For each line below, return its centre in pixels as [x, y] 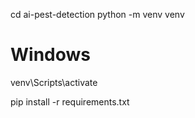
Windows [50, 55]
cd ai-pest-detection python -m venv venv [97, 14]
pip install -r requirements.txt [70, 101]
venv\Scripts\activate [54, 82]
